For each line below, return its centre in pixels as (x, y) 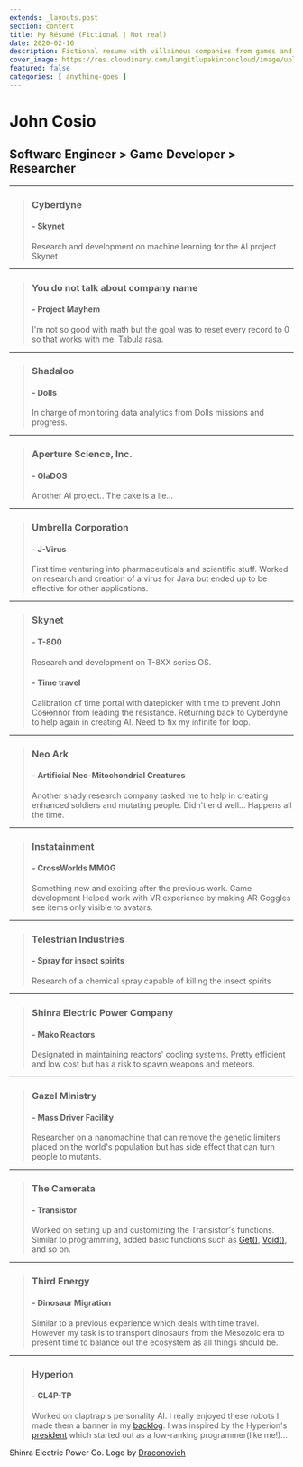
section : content (42, 26)
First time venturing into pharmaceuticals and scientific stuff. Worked (160, 569)
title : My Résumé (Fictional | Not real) (88, 34)
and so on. (51, 1249)
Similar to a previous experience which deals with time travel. (145, 1323)
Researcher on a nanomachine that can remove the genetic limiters (156, 1138)
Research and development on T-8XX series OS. (121, 662)
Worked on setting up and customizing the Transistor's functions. (153, 1230)
